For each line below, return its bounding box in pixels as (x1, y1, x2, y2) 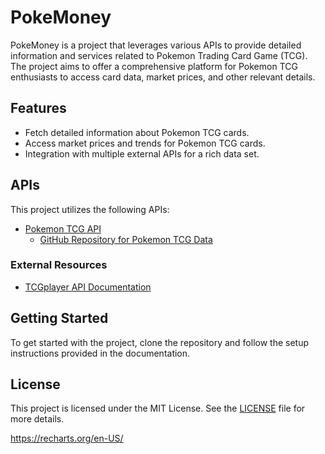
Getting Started (10, 310, 109, 327)
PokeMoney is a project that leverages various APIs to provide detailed (10, 39, 302, 51)
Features (10, 100, 67, 117)
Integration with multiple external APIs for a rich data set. (24, 147, 260, 160)
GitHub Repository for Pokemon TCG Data (39, 233, 213, 245)
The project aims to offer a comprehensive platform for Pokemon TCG (10, 60, 298, 72)
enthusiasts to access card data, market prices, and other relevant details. (10, 71, 316, 83)
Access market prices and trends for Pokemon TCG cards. (24, 137, 266, 149)
